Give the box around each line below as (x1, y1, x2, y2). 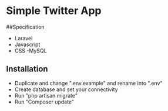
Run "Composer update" (14, 98, 75, 105)
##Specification (6, 23, 45, 30)
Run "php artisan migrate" (14, 92, 78, 99)
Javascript (14, 41, 41, 48)
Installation (6, 64, 48, 74)
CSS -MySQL (14, 47, 47, 54)
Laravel (14, 34, 33, 41)
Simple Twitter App (6, 4, 102, 18)
